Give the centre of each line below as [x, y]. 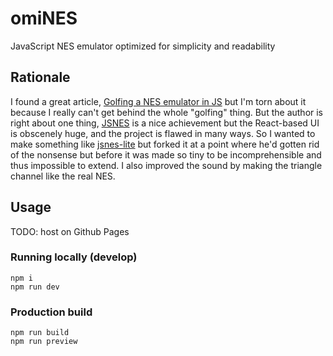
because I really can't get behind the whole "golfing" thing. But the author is [167, 112]
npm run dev [35, 287]
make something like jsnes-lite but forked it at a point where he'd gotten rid [165, 144]
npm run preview [44, 342]
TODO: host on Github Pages [70, 231]
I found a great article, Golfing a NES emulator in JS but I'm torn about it [158, 101]
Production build [51, 312]
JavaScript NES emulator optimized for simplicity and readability [143, 46]
